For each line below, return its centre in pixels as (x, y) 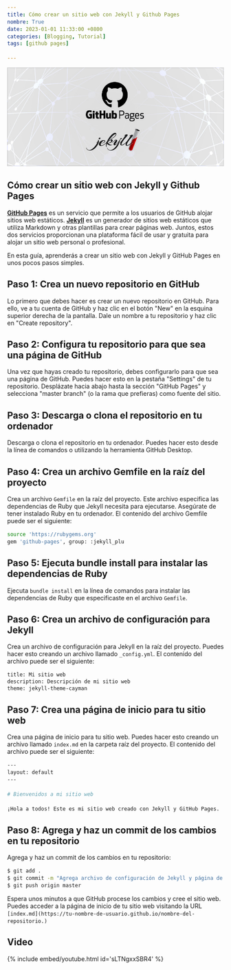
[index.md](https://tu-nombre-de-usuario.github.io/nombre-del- (101, 914)
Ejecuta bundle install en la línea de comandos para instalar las (99, 590)
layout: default (30, 772)
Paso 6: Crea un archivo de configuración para (109, 620)
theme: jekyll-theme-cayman (47, 688)
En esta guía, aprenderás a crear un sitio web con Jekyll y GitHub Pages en (114, 255)
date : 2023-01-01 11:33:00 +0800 (55, 29)
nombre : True (26, 22)
